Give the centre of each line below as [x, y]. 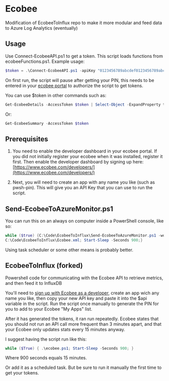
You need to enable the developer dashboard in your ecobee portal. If [85, 151]
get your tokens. [22, 373]
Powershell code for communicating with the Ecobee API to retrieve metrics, [84, 278]
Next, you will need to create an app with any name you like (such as [83, 182]
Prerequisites [27, 139]
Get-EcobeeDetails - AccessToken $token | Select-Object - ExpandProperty [83, 104]
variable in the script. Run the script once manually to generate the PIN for [82, 303]
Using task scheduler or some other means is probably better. [69, 250]
